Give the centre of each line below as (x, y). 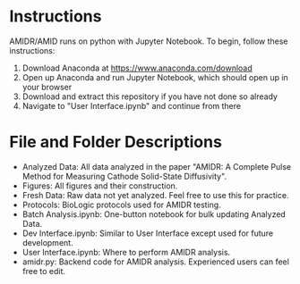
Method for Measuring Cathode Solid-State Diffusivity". (124, 176)
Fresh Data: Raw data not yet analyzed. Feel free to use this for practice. (155, 195)
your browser (47, 87)
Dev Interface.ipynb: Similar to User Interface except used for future (148, 233)
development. (47, 242)
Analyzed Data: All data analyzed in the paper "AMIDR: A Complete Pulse (157, 166)
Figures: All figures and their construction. (100, 186)
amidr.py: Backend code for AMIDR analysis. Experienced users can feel (155, 262)
